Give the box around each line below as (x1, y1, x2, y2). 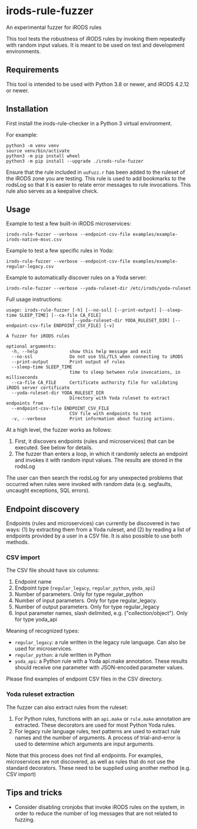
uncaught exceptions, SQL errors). (6, 487, 90, 494)
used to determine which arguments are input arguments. (14, 740, 155, 747)
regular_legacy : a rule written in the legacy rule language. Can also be (14, 639, 186, 646)
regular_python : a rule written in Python (14, 652, 111, 659)
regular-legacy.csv (6, 264, 54, 270)
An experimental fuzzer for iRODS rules (6, 24, 102, 31)
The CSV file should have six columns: (6, 566, 100, 574)
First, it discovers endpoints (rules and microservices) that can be (14, 438, 175, 445)
